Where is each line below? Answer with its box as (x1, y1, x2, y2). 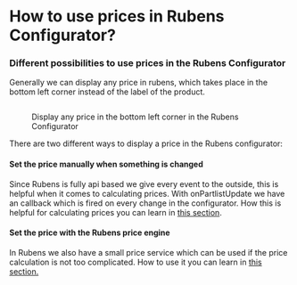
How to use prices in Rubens (9, 6, 225, 27)
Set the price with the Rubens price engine (9, 227, 171, 238)
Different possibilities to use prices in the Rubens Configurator (9, 57, 286, 69)
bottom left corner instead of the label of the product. (9, 86, 205, 97)
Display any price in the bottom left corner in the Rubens (31, 111, 239, 122)
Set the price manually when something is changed (9, 159, 203, 170)
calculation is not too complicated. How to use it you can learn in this (9, 256, 263, 267)
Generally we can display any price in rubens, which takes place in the (9, 77, 268, 88)
